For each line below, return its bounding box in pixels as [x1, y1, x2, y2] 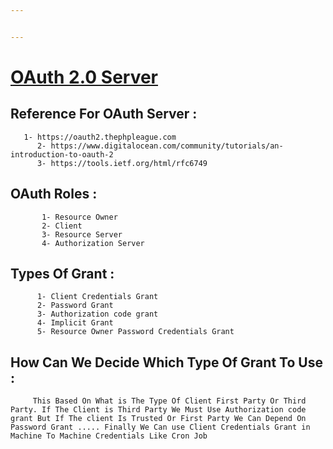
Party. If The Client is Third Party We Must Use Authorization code [10, 405, 307, 415]
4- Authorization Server [41, 238, 145, 248]
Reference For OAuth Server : [10, 106, 198, 123]
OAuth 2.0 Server [10, 66, 159, 88]
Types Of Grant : [10, 265, 115, 282]
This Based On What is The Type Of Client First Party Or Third [32, 396, 307, 406]
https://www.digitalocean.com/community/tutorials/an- [50, 141, 284, 151]
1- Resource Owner [41, 212, 118, 222]
